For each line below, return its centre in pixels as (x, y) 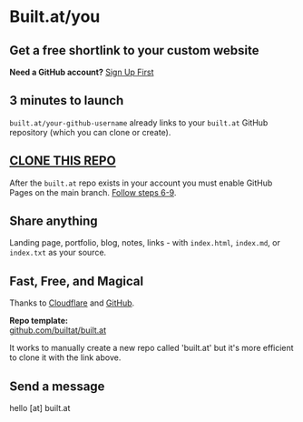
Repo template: (39, 321)
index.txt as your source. (58, 253)
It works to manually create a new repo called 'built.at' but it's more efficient (151, 348)
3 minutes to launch (67, 100)
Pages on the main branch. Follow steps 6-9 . (93, 192)
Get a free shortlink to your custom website (135, 50)
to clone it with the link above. (65, 357)
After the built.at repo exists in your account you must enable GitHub (141, 183)
